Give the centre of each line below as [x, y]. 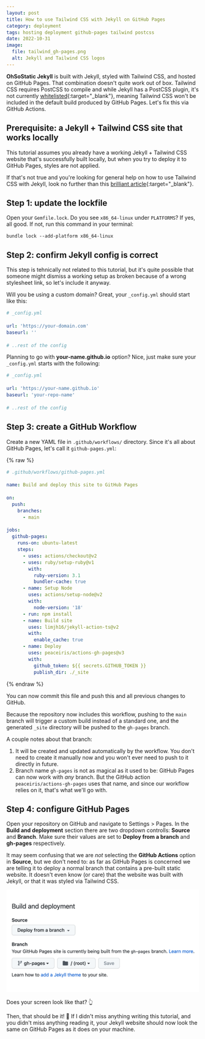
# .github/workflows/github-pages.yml [56, 472]
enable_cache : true [58, 640]
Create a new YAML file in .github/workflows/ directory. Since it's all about [101, 441]
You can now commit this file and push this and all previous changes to [96, 696]
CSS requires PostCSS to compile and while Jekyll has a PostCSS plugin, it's [102, 89]
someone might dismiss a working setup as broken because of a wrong [96, 276]
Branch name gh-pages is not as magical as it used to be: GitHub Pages [105, 770]
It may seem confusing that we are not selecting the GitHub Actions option [101, 855]
